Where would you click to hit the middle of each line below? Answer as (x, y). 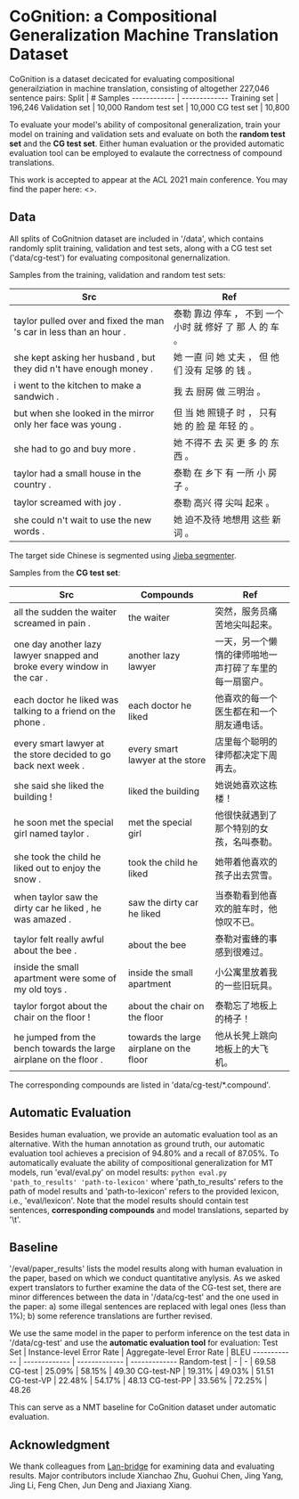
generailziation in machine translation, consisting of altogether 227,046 (139, 88)
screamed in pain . (52, 623)
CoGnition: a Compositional (113, 16)
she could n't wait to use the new (83, 520)
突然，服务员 (242, 611)
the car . (31, 677)
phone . (30, 721)
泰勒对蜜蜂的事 (246, 939)
